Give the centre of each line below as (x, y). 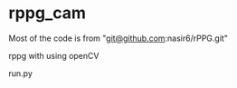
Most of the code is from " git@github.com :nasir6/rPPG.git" (118, 38)
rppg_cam (47, 13)
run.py (21, 73)
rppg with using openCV (54, 55)
